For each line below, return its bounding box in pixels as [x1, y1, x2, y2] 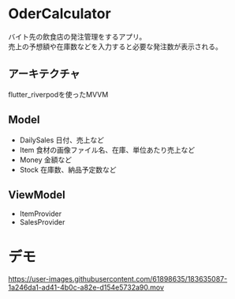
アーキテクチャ [8, 67, 80, 81]
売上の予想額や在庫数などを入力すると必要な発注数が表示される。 [8, 41, 222, 51]
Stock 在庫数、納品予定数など [19, 165, 117, 174]
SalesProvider [19, 218, 65, 227]
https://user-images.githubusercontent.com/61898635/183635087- [8, 274, 228, 284]
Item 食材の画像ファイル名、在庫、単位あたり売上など [19, 145, 196, 154]
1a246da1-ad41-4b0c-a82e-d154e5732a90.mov [8, 282, 164, 293]
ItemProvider [19, 209, 62, 218]
